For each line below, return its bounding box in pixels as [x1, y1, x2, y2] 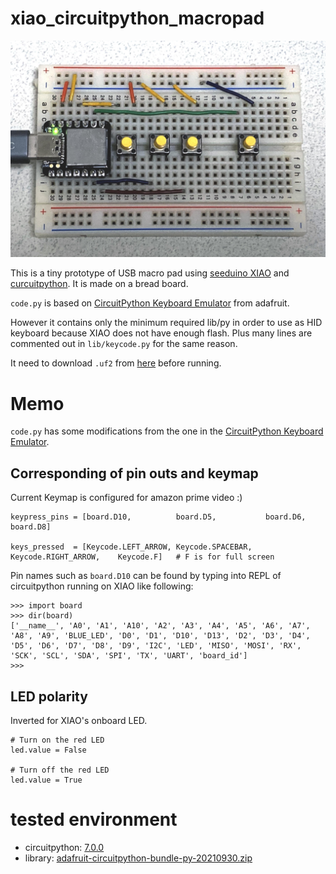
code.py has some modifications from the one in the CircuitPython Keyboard [10, 425, 324, 437]
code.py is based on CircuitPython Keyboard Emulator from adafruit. [10, 297, 290, 309]
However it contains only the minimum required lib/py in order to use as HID [10, 317, 323, 329]
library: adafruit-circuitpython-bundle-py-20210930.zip [24, 852, 253, 864]
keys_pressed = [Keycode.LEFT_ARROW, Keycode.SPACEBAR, [10, 542, 253, 552]
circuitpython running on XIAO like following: [10, 580, 194, 592]
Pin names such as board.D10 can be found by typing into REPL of [10, 570, 282, 582]
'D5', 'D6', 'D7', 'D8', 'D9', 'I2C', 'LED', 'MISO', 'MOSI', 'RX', [10, 641, 302, 651]
